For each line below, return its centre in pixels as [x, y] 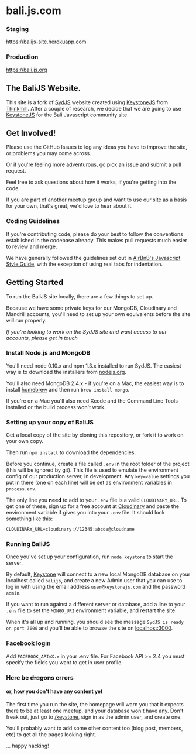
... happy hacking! [27, 746]
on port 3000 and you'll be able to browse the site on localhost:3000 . [90, 628]
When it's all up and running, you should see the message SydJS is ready [95, 622]
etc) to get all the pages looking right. [51, 734]
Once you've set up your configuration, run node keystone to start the [90, 557]
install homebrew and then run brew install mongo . [68, 389]
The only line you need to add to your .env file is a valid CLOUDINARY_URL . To [97, 500]
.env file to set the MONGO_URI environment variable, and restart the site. [91, 610]
